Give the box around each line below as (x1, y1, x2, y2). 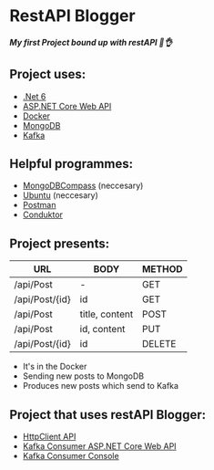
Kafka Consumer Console (22, 451, 120, 462)
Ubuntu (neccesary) (22, 190, 98, 201)
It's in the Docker (22, 361, 87, 372)
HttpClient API (22, 431, 76, 443)
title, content (79, 308, 134, 320)
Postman (22, 200, 56, 211)
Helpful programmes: (9, 156, 134, 172)
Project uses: (9, 67, 87, 82)
